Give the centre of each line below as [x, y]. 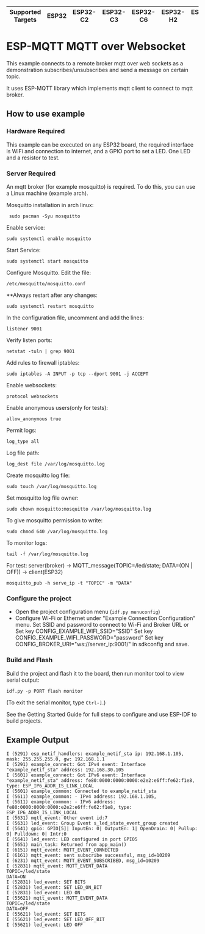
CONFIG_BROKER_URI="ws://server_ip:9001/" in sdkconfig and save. [102, 644]
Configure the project [39, 598]
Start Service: [23, 250]
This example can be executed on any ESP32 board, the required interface [100, 144]
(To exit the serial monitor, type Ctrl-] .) [56, 702]
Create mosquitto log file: [38, 475]
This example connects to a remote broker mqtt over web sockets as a [95, 63]
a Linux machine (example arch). [47, 193]
